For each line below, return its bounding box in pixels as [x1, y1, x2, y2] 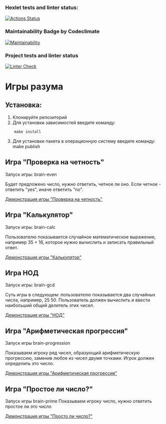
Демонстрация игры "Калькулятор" [5, 254, 81, 260]
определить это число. [5, 361, 54, 367]
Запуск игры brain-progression [5, 340, 70, 346]
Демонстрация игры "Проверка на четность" [5, 196, 102, 202]
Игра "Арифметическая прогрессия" [5, 327, 128, 335]
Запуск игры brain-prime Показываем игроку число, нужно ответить [5, 398, 152, 404]
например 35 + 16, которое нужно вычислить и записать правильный [5, 239, 154, 245]
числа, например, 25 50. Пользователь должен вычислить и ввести [5, 297, 150, 303]
